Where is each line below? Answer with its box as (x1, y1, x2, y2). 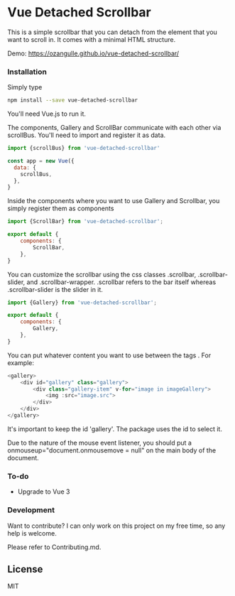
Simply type (7, 83, 43, 92)
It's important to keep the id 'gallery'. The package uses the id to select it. (7, 424, 222, 433)
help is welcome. (7, 529, 57, 537)
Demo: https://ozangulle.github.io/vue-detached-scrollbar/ (7, 49, 180, 58)
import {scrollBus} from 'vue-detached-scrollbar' (7, 145, 160, 152)
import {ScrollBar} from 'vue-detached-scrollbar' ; (7, 218, 163, 225)
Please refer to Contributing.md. (7, 543, 102, 551)
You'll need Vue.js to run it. (7, 109, 87, 118)
